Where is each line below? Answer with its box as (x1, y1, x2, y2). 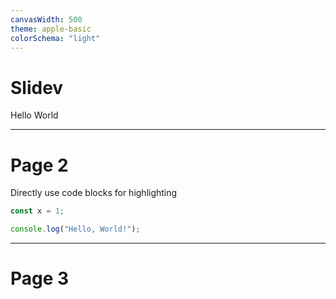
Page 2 (10, 154, 69, 176)
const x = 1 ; (10, 206, 65, 216)
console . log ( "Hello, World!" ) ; (10, 224, 141, 235)
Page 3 (10, 267, 70, 290)
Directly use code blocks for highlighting (10, 187, 178, 199)
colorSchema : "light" (10, 33, 101, 43)
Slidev (10, 76, 64, 99)
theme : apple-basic (10, 24, 92, 34)
